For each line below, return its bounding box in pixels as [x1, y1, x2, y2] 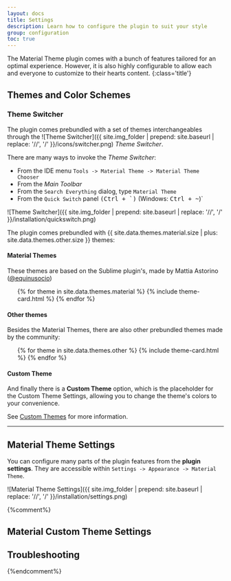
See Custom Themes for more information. [7, 413, 129, 421]
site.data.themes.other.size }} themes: [7, 235, 115, 244]
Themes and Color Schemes [7, 89, 131, 100]
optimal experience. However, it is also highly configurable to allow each [7, 62, 212, 70]
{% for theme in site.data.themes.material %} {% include [16, 287, 178, 296]
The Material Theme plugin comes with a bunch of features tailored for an [7, 54, 217, 63]
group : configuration [7, 29, 69, 36]
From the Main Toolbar [16, 179, 82, 188]
